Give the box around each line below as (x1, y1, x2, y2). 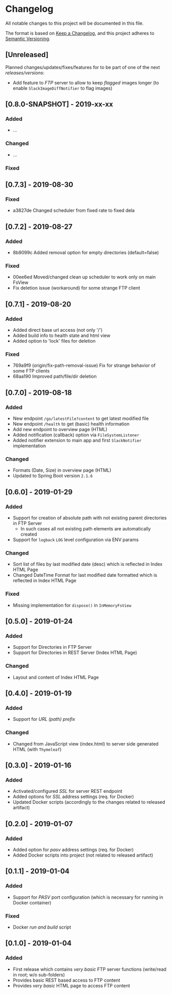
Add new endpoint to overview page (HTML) (12, 427, 108, 432)
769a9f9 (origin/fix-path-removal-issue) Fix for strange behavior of (12, 362, 156, 368)
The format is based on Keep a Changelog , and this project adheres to (5, 30, 154, 36)
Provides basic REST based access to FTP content (12, 977, 121, 983)
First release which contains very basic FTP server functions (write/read (12, 966, 166, 972)
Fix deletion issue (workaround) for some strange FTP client (12, 285, 141, 291)
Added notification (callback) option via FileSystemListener (12, 432, 140, 438)
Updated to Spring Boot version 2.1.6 (12, 473, 93, 479)
